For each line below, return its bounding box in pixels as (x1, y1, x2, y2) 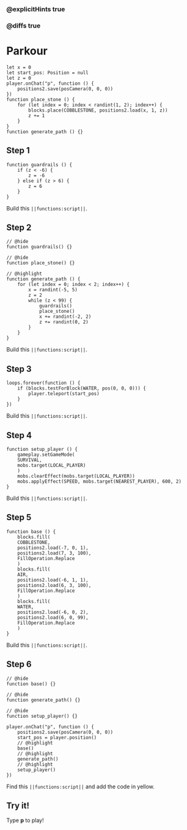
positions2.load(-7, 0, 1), (17, 545, 89, 551)
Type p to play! (6, 817, 44, 824)
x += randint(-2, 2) (38, 313, 92, 320)
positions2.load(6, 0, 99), (17, 614, 89, 621)
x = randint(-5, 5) (28, 287, 78, 293)
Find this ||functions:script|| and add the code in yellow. (6, 783, 155, 790)
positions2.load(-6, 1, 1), (17, 577, 89, 583)
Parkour (6, 44, 48, 58)
